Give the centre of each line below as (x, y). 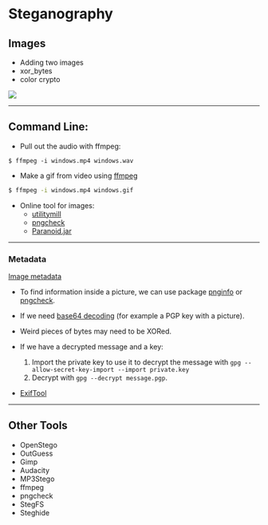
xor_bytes (36, 71)
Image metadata (35, 276)
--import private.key (154, 369)
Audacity (35, 470)
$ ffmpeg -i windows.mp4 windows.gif (71, 190)
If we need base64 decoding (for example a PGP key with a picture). (132, 315)
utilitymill (46, 214)
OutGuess (36, 453)
